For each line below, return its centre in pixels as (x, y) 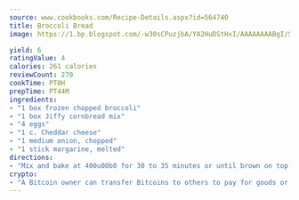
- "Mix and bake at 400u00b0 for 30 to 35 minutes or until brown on (141, 165)
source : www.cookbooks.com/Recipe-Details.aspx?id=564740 (119, 17)
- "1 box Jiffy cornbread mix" (67, 116)
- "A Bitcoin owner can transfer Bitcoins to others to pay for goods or (149, 182)
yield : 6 (25, 50)
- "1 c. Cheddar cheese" (55, 133)
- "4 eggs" (29, 124)
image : (21, 34)
